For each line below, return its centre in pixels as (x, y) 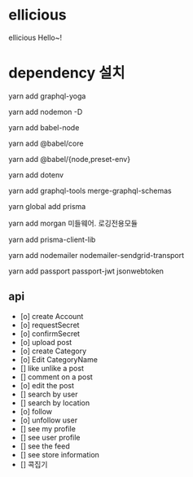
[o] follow (36, 411)
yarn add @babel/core (46, 143)
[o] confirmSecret (50, 333)
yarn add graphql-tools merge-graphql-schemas (90, 190)
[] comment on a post (57, 377)
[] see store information (60, 454)
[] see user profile (50, 437)
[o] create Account (52, 316)
